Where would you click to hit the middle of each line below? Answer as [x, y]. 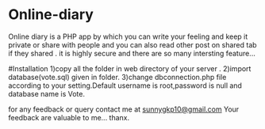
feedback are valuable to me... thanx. [69, 117]
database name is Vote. [47, 93]
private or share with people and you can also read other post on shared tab [132, 44]
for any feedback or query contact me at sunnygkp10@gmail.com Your [124, 109]
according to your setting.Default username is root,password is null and [125, 85]
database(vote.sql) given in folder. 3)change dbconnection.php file [117, 77]
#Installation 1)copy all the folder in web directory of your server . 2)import [130, 68]
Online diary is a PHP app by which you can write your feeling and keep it [128, 36]
